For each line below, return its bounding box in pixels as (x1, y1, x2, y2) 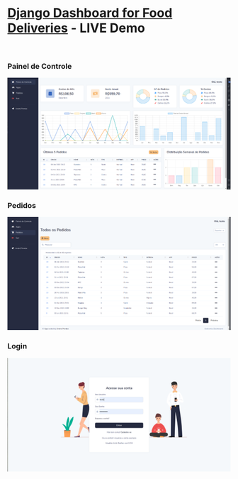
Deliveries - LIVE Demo (7, 20, 145, 36)
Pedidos (7, 200, 37, 210)
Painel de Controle (7, 61, 72, 71)
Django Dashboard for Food (7, 5, 173, 21)
